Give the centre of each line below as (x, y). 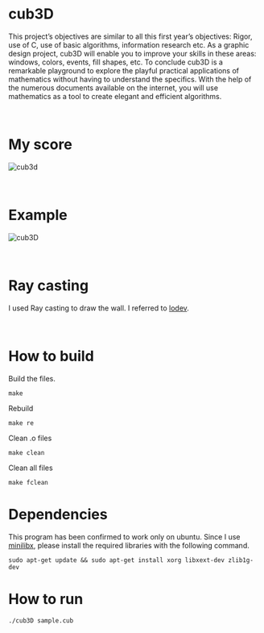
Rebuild (21, 408)
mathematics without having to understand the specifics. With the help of (130, 79)
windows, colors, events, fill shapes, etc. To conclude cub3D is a (116, 62)
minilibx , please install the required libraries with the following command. (129, 545)
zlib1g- (241, 560)
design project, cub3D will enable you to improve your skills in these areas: (132, 53)
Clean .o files (30, 438)
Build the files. (32, 378)
